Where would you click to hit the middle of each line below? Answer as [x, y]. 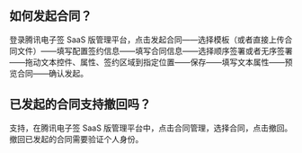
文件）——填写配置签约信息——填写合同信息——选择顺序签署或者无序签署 [155, 50]
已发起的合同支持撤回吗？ [80, 105]
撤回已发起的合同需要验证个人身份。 [76, 139]
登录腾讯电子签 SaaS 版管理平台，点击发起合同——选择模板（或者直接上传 [147, 40]
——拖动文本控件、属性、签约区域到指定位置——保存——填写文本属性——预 [151, 62]
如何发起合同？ [51, 16]
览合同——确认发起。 [49, 73]
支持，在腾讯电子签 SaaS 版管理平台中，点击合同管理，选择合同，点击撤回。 [151, 128]
